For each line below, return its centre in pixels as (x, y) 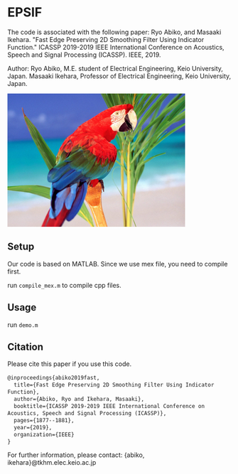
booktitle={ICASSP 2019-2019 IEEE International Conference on (109, 406)
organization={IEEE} (44, 435)
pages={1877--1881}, (44, 421)
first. (14, 271)
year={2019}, (33, 428)
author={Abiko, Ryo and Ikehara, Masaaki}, (79, 399)
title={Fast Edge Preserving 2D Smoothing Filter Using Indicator (114, 385)
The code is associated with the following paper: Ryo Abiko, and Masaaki (114, 32)
